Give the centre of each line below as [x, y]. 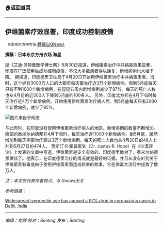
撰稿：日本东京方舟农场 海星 [33, 55]
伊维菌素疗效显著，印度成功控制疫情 [59, 32]
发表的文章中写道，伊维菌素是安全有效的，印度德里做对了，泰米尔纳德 [88, 152]
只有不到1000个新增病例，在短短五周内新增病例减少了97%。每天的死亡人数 [81, 89]
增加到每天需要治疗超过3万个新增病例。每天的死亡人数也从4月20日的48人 [79, 140]
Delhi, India [16, 206]
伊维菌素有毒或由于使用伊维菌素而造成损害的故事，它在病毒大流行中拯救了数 [81, 164]
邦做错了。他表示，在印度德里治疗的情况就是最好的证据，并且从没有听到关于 [81, 158]
